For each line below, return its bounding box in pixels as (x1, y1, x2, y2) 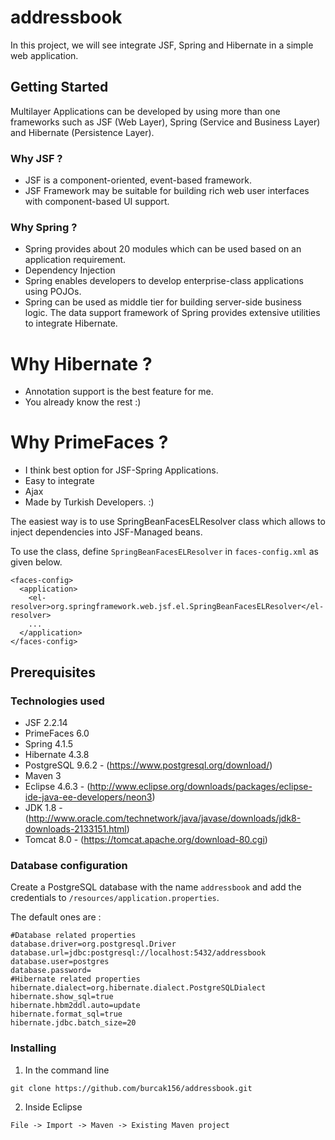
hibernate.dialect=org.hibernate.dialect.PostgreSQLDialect (10, 983, 267, 993)
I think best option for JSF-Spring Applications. (24, 464, 219, 476)
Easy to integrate (24, 475, 95, 487)
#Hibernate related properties (10, 974, 141, 985)
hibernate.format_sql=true (10, 1009, 123, 1020)
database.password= (10, 966, 92, 976)
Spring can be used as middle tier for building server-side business (24, 296, 302, 308)
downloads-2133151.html (24, 822, 127, 835)
